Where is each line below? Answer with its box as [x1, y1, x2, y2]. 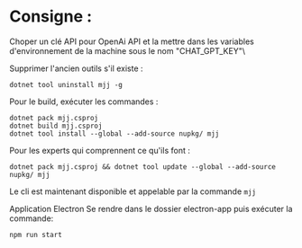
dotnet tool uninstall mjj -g [9, 80, 124, 89]
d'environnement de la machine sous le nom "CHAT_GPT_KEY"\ [9, 45, 246, 56]
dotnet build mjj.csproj [9, 121, 103, 130]
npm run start [9, 230, 63, 239]
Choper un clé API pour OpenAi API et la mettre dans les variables [9, 36, 254, 47]
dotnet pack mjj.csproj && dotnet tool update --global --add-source [9, 162, 277, 172]
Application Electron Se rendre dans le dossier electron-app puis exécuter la [9, 203, 293, 214]
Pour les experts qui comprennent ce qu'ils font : [9, 145, 191, 155]
